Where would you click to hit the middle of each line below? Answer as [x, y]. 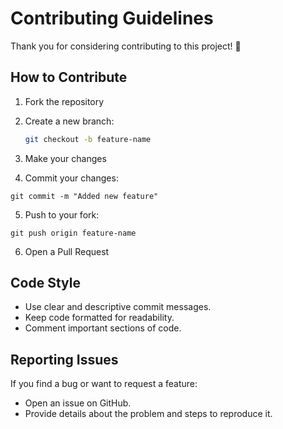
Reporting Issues [64, 359]
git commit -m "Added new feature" [84, 196]
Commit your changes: [71, 178]
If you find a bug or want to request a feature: [104, 384]
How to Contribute [69, 77]
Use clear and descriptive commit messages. [118, 307]
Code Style [45, 283]
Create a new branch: [69, 121]
